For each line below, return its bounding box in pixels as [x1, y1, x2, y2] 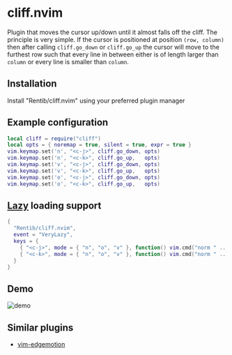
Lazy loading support [7, 199, 102, 211]
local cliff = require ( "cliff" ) [7, 135, 101, 142]
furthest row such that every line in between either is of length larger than [7, 50, 219, 59]
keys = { [13, 238, 39, 245]
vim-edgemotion [17, 340, 65, 348]
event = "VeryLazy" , [13, 232, 73, 239]
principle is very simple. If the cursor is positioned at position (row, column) [7, 35, 224, 43]
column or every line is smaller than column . [7, 57, 129, 66]
